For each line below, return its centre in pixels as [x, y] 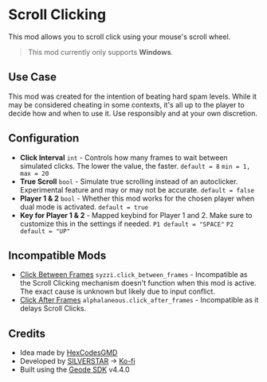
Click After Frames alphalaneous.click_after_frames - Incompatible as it [139, 300]
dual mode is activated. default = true [84, 207]
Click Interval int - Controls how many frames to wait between [124, 158]
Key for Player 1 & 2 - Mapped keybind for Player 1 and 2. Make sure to [136, 215]
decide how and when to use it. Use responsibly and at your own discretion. [133, 113]
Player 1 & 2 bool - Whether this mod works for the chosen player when [137, 198]
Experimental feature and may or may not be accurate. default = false [137, 189]
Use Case [33, 77]
